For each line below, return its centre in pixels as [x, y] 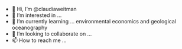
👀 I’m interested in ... [37, 15]
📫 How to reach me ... [39, 40]
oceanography [30, 27]
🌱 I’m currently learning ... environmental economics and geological [94, 21]
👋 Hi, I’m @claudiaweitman [44, 9]
